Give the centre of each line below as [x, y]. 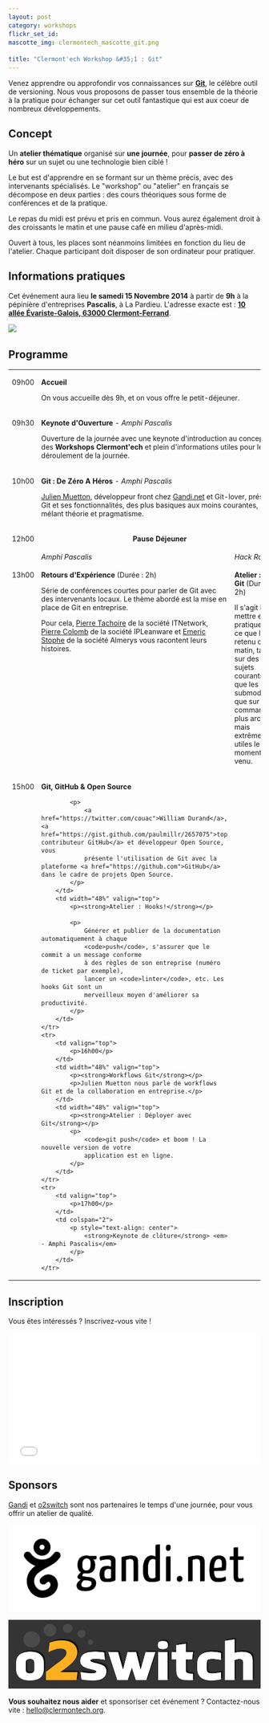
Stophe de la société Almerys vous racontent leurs [124, 640]
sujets [244, 667]
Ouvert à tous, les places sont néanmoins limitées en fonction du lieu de [127, 242]
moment [248, 753]
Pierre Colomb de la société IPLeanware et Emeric [124, 632]
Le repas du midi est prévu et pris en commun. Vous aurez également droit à [134, 218]
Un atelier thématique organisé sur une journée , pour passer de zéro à [127, 153]
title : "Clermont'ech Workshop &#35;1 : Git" [85, 59]
